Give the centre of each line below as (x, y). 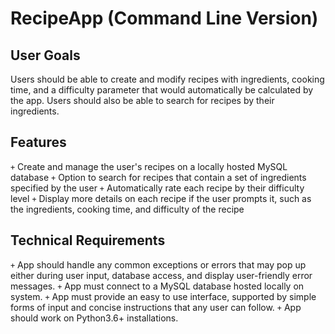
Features (38, 142)
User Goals (45, 55)
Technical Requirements (88, 240)
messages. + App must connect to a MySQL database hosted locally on (157, 286)
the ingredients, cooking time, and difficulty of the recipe (127, 209)
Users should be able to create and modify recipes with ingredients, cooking (167, 79)
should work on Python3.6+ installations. (94, 318)
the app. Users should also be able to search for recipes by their (142, 100)
